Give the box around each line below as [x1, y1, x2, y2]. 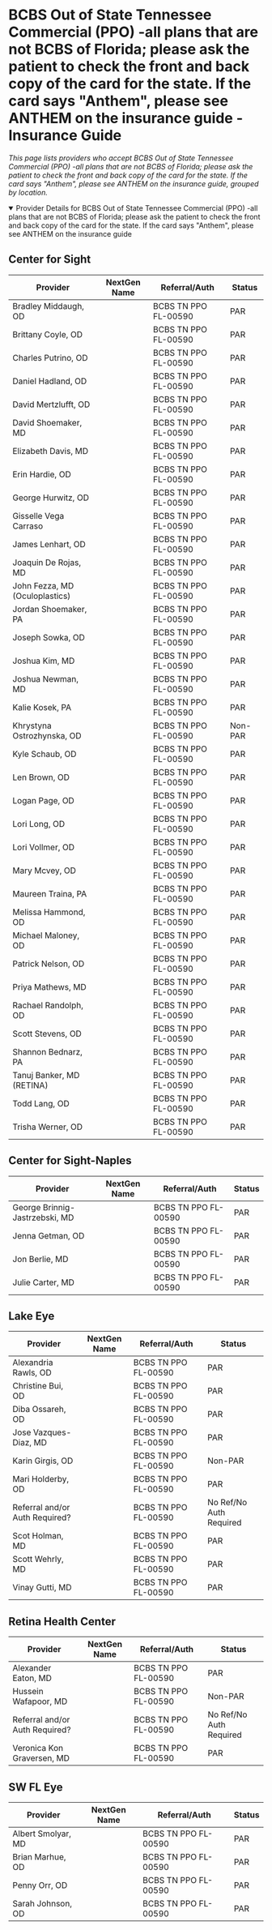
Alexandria [12, 1357, 53, 1368]
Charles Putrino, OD [12, 352, 88, 363]
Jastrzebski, [12, 1212, 59, 1223]
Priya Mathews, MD [12, 981, 87, 992]
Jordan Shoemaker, [12, 603, 87, 614]
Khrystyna [12, 720, 52, 731]
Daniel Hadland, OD [12, 375, 87, 387]
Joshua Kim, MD [12, 655, 75, 666]
